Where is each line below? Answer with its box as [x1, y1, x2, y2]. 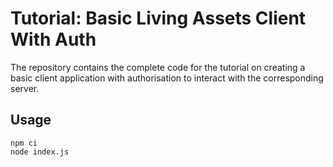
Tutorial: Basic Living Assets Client [10, 7, 307, 30]
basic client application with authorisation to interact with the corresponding [10, 72, 324, 84]
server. [10, 82, 40, 94]
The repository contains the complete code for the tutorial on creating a [10, 61, 306, 73]
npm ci [10, 138, 38, 148]
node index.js [10, 147, 70, 157]
